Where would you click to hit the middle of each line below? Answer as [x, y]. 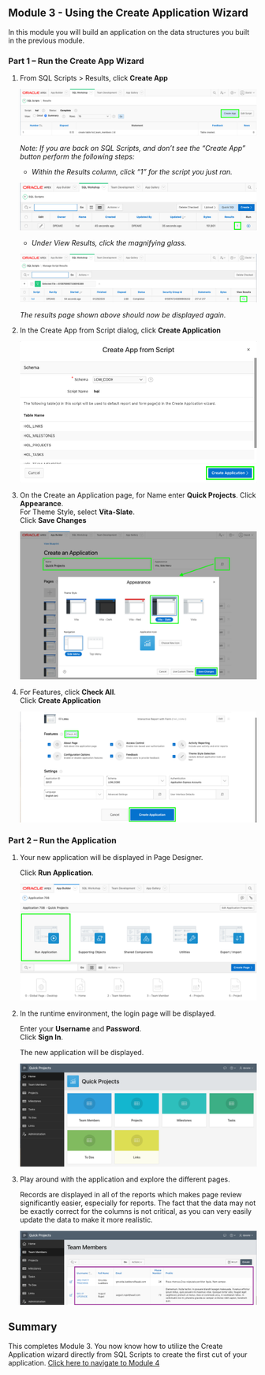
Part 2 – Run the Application [62, 840]
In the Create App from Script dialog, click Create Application [120, 330]
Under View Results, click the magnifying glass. [109, 243]
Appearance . [41, 504]
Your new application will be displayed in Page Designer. [111, 858]
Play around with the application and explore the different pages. [125, 1179]
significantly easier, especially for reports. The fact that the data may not [138, 1203]
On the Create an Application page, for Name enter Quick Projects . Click [138, 495]
